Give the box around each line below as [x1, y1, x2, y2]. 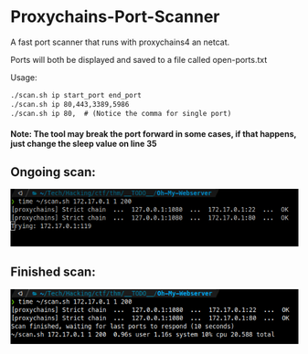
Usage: [10, 71, 37, 83]
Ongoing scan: [10, 164, 97, 180]
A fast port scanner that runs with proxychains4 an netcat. [10, 36, 230, 47]
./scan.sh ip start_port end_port [10, 90, 143, 99]
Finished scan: [10, 265, 96, 280]
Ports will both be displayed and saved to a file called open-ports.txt [10, 54, 268, 65]
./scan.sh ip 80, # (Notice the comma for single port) [10, 109, 232, 118]
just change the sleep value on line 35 [10, 138, 157, 149]
